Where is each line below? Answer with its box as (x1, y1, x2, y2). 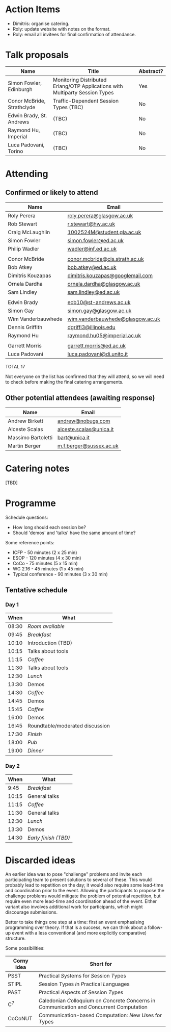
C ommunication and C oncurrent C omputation (38, 1003, 148, 1011)
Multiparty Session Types (52, 89, 114, 96)
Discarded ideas (5, 854, 75, 866)
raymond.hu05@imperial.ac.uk (67, 332, 141, 339)
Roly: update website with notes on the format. (12, 26, 111, 32)
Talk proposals (5, 49, 69, 61)
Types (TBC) (52, 104, 83, 111)
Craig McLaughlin (8, 229, 50, 236)
